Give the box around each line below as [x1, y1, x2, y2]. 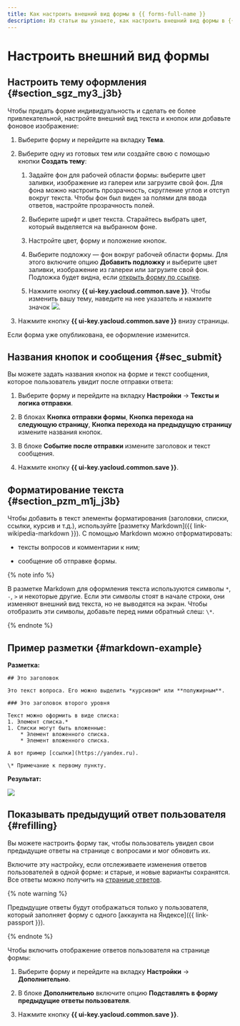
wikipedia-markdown [7, 529, 70, 538]
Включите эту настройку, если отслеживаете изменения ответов [7, 860, 207, 868]
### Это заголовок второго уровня [7, 699, 111, 707]
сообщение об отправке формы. [17, 557, 117, 565]
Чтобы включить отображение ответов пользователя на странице [7, 945, 210, 954]
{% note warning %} [7, 889, 68, 897]
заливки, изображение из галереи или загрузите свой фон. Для [28, 178, 224, 186]
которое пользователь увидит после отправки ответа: [7, 378, 174, 386]
